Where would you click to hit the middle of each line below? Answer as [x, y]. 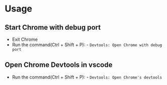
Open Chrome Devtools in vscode [59, 65]
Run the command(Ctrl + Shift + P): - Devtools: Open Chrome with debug [87, 45]
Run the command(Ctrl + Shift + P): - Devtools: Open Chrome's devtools [87, 77]
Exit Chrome [25, 39]
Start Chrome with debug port [53, 27]
